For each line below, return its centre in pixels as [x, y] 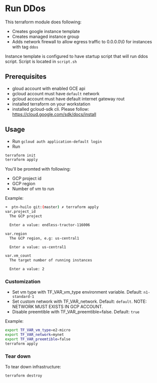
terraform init [20, 155]
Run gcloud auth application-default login [57, 141]
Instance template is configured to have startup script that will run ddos [77, 56]
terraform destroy [24, 376]
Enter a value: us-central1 [38, 247]
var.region [16, 234]
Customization [23, 281]
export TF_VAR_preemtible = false [38, 339]
